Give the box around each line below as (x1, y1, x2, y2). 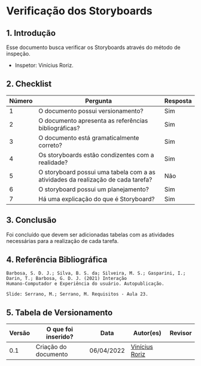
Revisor (169, 329, 192, 337)
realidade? (38, 158, 68, 167)
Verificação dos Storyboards (6, 4, 153, 18)
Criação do (35, 343, 67, 351)
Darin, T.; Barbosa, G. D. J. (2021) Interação (6, 276, 127, 282)
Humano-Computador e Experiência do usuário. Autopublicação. (6, 281, 165, 287)
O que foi (46, 325, 74, 334)
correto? (38, 141, 63, 149)
